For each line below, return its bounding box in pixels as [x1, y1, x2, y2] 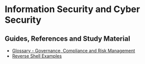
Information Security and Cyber [5, 4, 140, 15]
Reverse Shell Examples [12, 53, 62, 59]
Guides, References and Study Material [5, 34, 130, 43]
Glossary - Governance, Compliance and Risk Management [12, 48, 135, 53]
